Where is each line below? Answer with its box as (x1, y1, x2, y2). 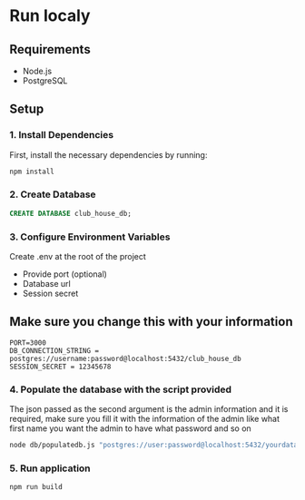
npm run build (9, 483, 64, 492)
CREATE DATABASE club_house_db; (9, 209, 132, 218)
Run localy (9, 5, 91, 26)
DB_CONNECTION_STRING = (9, 346, 100, 355)
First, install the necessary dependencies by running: (9, 149, 208, 160)
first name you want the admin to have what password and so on (9, 423, 251, 434)
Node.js (22, 65, 53, 76)
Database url (22, 279, 71, 289)
